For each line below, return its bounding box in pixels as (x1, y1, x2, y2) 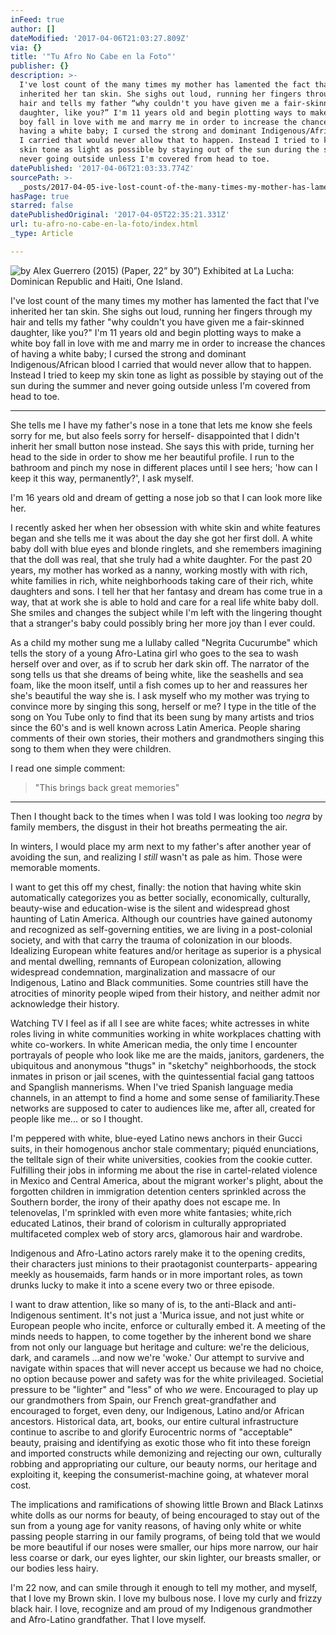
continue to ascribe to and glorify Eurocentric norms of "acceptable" (10, 1426, 293, 1438)
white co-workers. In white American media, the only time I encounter (10, 1038, 298, 1050)
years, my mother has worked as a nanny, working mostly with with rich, (10, 564, 308, 576)
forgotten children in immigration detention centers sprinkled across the (10, 1185, 307, 1197)
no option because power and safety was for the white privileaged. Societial (10, 1372, 324, 1385)
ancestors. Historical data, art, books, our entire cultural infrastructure (10, 1415, 299, 1427)
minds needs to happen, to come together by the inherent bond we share (10, 1330, 312, 1342)
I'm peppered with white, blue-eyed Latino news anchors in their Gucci (10, 1132, 303, 1144)
